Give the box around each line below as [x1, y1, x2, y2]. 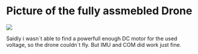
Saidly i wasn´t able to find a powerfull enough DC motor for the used [6, 34, 178, 42]
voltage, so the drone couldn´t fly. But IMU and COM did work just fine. [6, 41, 182, 48]
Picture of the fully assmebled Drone [6, 4, 193, 18]
